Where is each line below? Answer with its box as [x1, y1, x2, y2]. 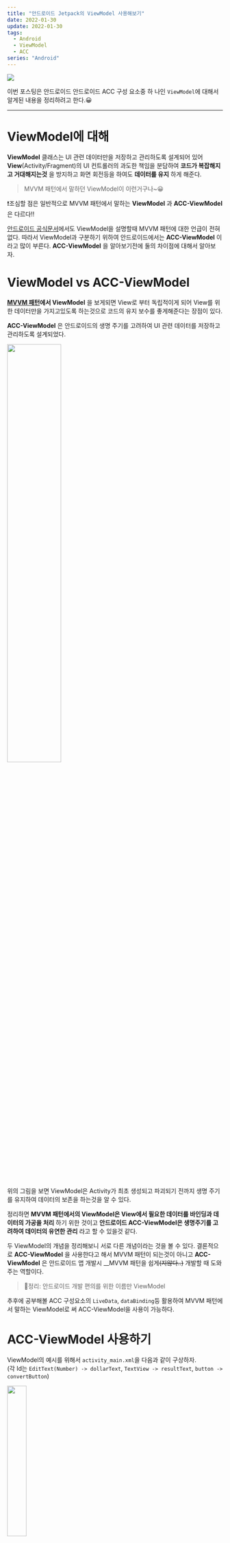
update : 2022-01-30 [7, 23, 63, 30]
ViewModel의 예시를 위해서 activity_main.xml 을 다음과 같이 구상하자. [7, 1356, 196, 1364]
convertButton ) [7, 1371, 50, 1380]
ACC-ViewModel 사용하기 [7, 1332, 152, 1347]
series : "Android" [7, 55, 60, 62]
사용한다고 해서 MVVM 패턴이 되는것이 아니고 [71, 1250, 194, 1258]
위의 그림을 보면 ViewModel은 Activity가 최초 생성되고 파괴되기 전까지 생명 [7, 1186, 207, 1194]
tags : [7, 29, 23, 36]
